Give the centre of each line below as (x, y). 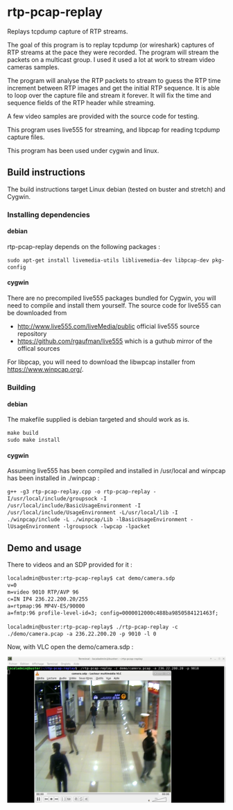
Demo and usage (44, 548)
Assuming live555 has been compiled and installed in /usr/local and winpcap (116, 471)
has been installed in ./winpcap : (53, 478)
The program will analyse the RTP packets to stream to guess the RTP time (114, 80)
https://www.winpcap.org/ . (45, 370)
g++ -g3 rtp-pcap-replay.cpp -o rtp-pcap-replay (79, 492)
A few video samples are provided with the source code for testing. (103, 116)
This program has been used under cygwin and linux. (83, 150)
